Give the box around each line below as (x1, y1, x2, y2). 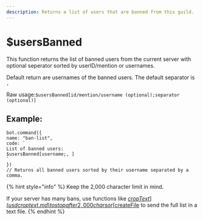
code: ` (6, 141, 26, 147)
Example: (6, 113, 43, 124)
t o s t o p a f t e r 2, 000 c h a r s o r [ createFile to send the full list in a (49, 202, 198, 209)
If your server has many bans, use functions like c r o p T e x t (6, 195, 150, 202)
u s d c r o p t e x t (8, 202, 39, 209)
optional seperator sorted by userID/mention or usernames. (6, 62, 155, 69)
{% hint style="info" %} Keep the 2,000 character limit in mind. (6, 183, 164, 191)
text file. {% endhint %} (6, 208, 65, 215)
